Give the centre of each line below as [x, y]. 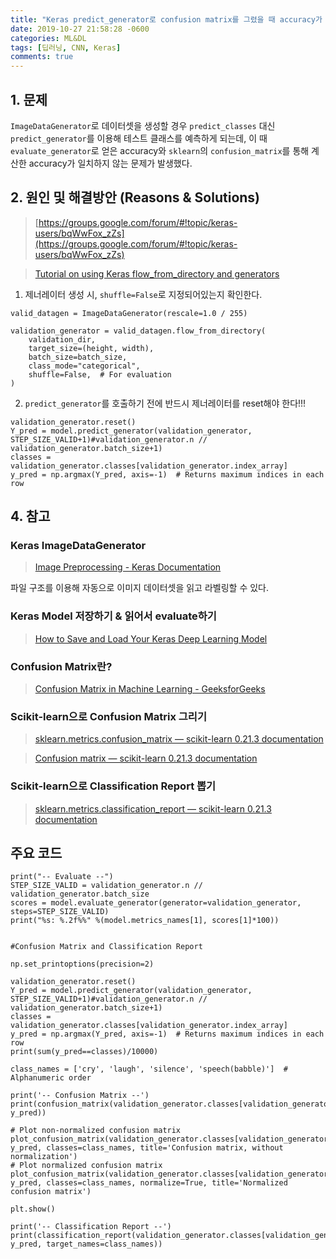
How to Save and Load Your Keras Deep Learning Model [151, 638]
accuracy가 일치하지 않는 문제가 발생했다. [110, 163]
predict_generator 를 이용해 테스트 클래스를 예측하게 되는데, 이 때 [139, 138]
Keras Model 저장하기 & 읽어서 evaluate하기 [113, 616]
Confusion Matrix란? [61, 666]
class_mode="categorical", [84, 366]
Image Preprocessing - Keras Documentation [128, 567]
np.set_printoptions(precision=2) [82, 964]
